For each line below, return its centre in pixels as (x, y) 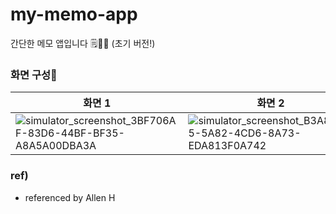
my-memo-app (74, 14)
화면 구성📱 (34, 75)
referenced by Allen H (70, 197)
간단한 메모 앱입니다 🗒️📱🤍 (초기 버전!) (83, 43)
